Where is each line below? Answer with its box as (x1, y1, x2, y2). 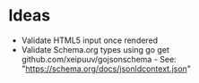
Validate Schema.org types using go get (21, 44, 169, 54)
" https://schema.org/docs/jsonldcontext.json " (21, 63, 192, 74)
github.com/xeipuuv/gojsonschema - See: (21, 54, 177, 64)
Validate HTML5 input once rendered (21, 35, 159, 46)
